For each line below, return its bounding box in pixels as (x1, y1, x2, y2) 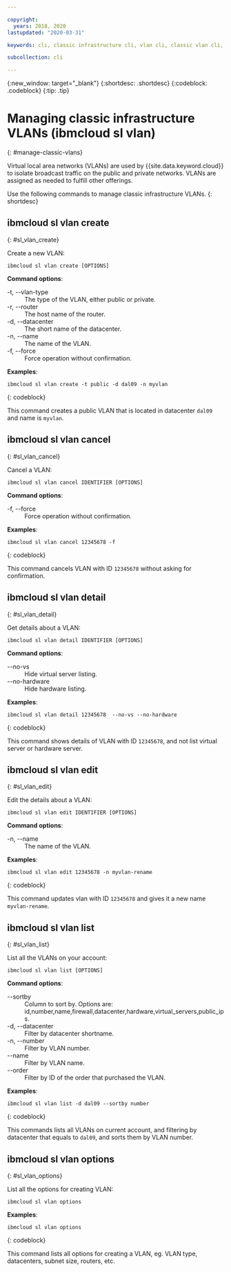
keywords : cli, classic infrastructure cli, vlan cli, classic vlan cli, (7, 42, 224, 48)
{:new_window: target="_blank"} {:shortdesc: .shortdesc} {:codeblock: (7, 79, 208, 87)
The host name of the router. (24, 309, 106, 318)
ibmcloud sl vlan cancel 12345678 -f (7, 538, 116, 545)
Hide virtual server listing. (24, 669, 98, 678)
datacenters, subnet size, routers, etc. (7, 1257, 115, 1265)
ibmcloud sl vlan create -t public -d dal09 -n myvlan (7, 381, 168, 388)
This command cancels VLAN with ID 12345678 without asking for (7, 564, 192, 572)
